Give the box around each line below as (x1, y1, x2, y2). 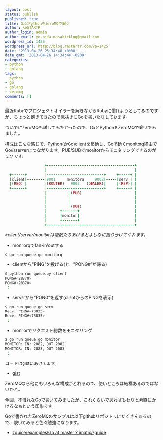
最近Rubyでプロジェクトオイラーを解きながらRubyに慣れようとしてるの (5, 108, 150, 114)
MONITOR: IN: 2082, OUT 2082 (5, 342, 65, 347)
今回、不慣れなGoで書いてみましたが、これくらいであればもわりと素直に (5, 397, 152, 403)
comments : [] (5, 94, 32, 99)
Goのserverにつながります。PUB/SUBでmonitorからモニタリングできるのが (5, 147, 157, 153)
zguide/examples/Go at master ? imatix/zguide (12, 429, 106, 435)
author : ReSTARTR (5, 26, 41, 30)
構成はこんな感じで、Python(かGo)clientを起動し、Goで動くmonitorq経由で (5, 141, 158, 147)
